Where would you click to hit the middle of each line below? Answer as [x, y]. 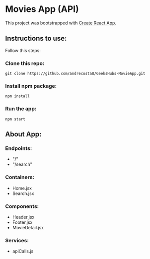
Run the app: [21, 109]
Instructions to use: [36, 38]
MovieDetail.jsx [28, 227]
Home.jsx [22, 188]
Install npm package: [31, 86]
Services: [17, 240]
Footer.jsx [22, 222]
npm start [15, 119]
